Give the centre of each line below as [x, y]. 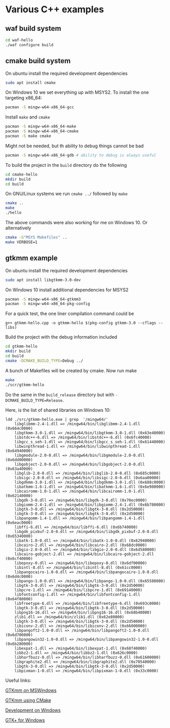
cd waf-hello [19, 40]
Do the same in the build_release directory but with [60, 395]
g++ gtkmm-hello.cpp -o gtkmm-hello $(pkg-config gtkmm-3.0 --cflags [81, 323]
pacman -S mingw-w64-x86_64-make [41, 127]
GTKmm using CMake [28, 700]
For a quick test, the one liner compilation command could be [70, 313]
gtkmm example [31, 258]
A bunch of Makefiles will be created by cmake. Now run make [71, 370]
